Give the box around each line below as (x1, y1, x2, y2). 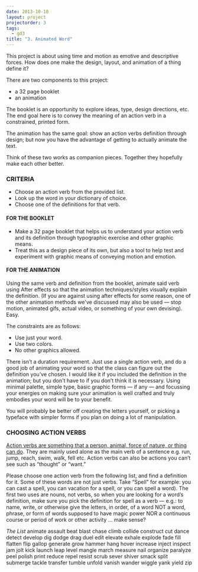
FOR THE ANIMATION (6, 266, 60, 274)
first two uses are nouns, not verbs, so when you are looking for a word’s (6, 491, 184, 498)
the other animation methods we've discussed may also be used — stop (6, 298, 181, 306)
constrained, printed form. (6, 118, 70, 125)
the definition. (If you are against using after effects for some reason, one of (6, 292, 191, 299)
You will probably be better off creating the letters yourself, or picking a (6, 407, 180, 414)
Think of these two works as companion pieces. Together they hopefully (6, 154, 183, 160)
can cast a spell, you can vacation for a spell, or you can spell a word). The (6, 485, 189, 491)
